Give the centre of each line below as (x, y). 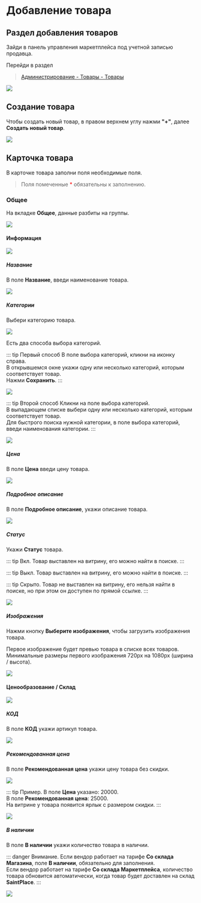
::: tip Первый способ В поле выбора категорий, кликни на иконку (91, 355)
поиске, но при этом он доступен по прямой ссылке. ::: (77, 591)
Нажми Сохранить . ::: (34, 380)
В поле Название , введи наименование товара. (67, 280)
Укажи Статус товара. (35, 549)
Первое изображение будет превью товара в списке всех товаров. (93, 649)
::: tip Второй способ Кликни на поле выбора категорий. (78, 403)
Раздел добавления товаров (62, 33)
